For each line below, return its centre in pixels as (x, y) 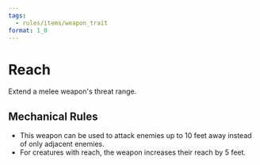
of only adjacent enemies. (62, 144)
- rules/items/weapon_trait (62, 23)
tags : (17, 15)
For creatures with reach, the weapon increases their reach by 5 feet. (133, 152)
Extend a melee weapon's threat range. (73, 91)
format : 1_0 (28, 30)
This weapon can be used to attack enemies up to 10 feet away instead (136, 136)
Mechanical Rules (53, 116)
